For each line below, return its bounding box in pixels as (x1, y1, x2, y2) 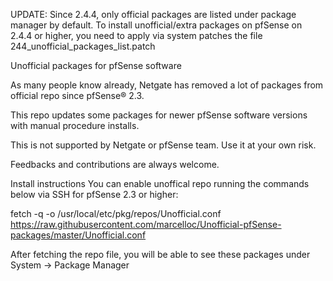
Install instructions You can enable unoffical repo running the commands (10, 178, 310, 189)
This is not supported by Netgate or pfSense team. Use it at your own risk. (10, 139, 317, 151)
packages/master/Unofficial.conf (10, 229, 147, 241)
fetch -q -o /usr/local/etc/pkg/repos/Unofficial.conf (10, 208, 222, 219)
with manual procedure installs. (10, 120, 140, 131)
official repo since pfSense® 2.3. (10, 90, 145, 101)
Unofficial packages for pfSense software (10, 60, 182, 71)
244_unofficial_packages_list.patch (10, 40, 156, 52)
